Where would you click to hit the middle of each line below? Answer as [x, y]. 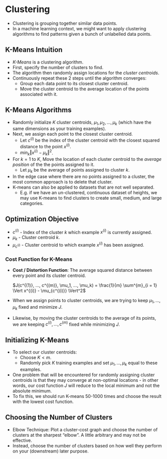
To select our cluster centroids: [45, 352]
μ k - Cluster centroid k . [36, 238]
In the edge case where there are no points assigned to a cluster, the [83, 176]
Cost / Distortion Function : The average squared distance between [82, 270]
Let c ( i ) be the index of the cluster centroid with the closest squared [90, 140]
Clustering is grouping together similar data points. [65, 23]
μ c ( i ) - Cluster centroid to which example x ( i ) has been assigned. [78, 245]
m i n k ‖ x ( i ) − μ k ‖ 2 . [37, 153]
